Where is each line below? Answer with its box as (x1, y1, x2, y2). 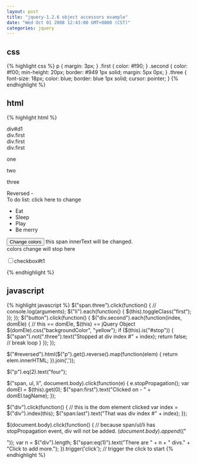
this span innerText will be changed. (45, 238, 133, 245)
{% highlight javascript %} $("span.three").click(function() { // (6, 301, 156, 309)
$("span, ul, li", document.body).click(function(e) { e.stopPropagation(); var (6, 379, 189, 386)
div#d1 (6, 125, 23, 132)
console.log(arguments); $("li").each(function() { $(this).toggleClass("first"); (6, 307, 192, 315)
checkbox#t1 (14, 257, 45, 264)
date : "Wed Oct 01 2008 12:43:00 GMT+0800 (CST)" (6, 19, 131, 25)
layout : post (6, 8, 39, 15)
